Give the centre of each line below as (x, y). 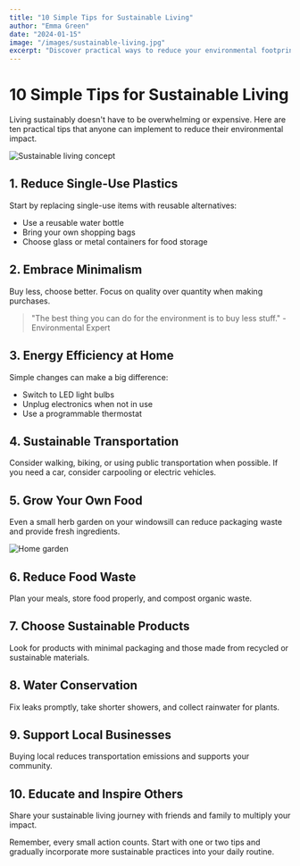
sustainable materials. (50, 657)
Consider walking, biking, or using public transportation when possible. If (144, 463)
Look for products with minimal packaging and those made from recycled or (149, 647)
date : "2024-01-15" (46, 34)
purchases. (30, 301)
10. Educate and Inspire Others (96, 794)
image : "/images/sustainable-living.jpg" (87, 42)
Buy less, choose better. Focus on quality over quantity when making (136, 291)
